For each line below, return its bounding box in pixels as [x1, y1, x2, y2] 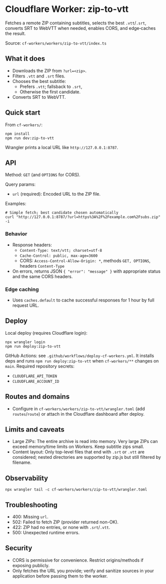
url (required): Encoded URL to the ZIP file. [12, 191, 101, 197]
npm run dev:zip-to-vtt [5, 136, 55, 141]
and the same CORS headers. [12, 273, 73, 279]
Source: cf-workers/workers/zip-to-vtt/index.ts [5, 40, 107, 46]
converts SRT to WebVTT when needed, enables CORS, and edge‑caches [5, 25, 156, 31]
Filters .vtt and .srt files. [12, 73, 65, 79]
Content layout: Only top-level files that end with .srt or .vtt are [12, 449, 145, 455]
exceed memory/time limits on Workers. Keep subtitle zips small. [12, 443, 145, 450]
